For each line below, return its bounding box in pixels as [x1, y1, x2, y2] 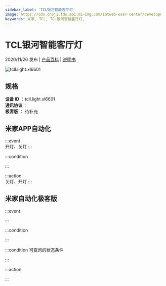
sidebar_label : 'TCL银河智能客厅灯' [5, 7, 76, 12]
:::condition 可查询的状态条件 [5, 247, 64, 253]
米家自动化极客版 [5, 194, 57, 203]
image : [5, 12, 19, 17]
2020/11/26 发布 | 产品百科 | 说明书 [5, 56, 76, 62]
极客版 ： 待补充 [5, 108, 38, 114]
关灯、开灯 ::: [5, 179, 32, 185]
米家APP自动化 [5, 124, 51, 133]
